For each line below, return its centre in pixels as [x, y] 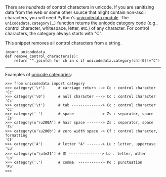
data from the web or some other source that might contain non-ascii [75, 12]
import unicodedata [25, 52]
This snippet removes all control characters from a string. [63, 43]
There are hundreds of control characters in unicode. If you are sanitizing [80, 7]
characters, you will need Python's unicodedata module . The [67, 18]
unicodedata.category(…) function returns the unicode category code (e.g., [82, 23]
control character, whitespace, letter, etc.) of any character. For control [77, 28]
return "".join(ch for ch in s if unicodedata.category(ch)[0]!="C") [87, 61]
